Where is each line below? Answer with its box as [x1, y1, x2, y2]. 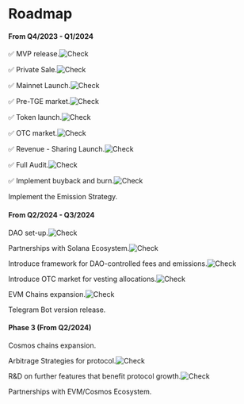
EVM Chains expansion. [8, 289, 86, 298]
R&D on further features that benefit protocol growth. [8, 371, 181, 381]
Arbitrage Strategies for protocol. [8, 356, 116, 365]
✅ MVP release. [8, 49, 60, 59]
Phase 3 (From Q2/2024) [8, 323, 92, 333]
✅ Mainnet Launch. [8, 81, 71, 90]
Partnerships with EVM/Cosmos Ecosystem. [8, 387, 152, 396]
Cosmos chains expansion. [8, 341, 97, 350]
